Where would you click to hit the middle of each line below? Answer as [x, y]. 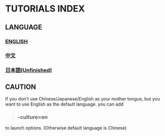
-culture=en [33, 117]
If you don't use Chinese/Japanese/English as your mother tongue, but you [83, 99]
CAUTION [21, 87]
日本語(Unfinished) [29, 70]
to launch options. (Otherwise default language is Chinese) [66, 128]
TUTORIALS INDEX [45, 9]
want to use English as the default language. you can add [64, 104]
